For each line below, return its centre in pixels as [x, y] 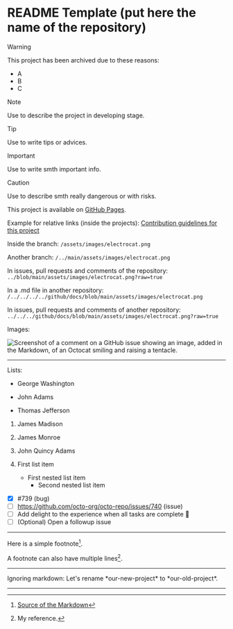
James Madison [40, 423]
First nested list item [57, 478]
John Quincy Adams [46, 451]
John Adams [35, 396]
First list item [35, 464]
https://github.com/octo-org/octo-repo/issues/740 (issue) [100, 506]
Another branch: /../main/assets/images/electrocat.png [89, 257]
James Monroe [39, 437]
